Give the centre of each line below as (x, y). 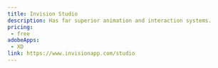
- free (20, 34)
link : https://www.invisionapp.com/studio (71, 54)
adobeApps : (24, 40)
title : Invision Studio (43, 14)
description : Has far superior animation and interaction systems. (110, 21)
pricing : (20, 27)
